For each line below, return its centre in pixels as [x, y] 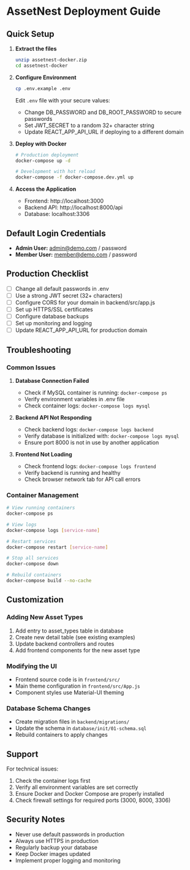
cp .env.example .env [43, 88]
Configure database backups [52, 316]
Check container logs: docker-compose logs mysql [87, 406]
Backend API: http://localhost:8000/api [74, 207]
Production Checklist [47, 274]
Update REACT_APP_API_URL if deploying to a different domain [104, 132]
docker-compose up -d [43, 161]
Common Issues [31, 368]
